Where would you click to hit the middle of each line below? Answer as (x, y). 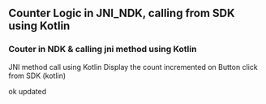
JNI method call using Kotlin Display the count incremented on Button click (133, 67)
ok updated (28, 91)
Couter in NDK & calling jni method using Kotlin (103, 50)
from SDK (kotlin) (37, 76)
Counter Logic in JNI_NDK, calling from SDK (122, 13)
